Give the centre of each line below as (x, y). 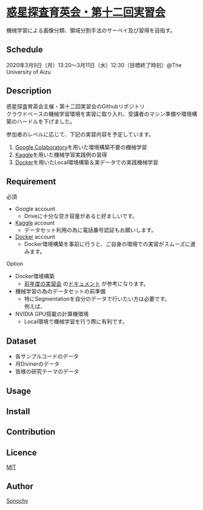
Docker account (35, 237)
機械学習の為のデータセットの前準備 (60, 292)
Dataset (22, 341)
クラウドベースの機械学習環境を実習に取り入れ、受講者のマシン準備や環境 (99, 114)
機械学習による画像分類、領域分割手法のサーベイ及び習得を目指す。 (91, 30)
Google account (35, 209)
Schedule (25, 50)
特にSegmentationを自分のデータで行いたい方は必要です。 (97, 299)
